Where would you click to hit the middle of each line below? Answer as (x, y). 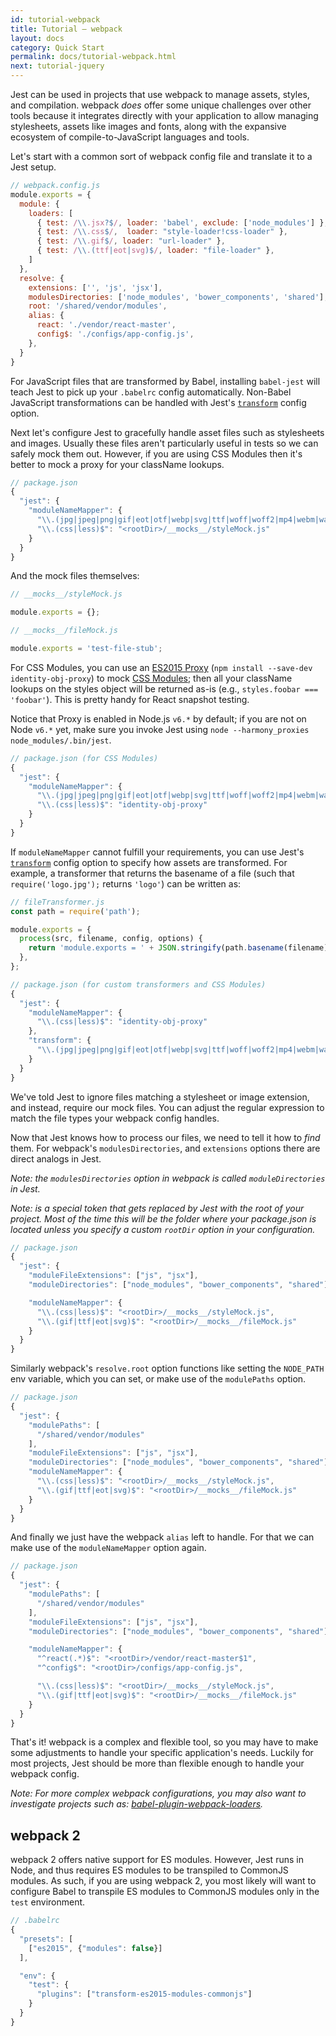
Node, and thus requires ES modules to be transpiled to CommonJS (149, 1870)
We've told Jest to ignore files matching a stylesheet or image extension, (160, 1097)
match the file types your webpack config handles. (115, 1118)
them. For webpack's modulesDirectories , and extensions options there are (165, 1148)
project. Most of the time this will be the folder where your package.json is (163, 1218)
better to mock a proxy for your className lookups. (117, 464)
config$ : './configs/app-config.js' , (115, 334)
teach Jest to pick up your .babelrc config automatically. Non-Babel (151, 392)
